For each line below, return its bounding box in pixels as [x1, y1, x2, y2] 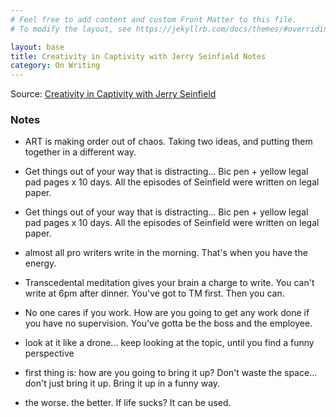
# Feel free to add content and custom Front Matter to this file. [10, 14, 298, 25]
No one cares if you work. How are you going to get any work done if [24, 307, 310, 319]
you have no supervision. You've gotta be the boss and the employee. [24, 317, 313, 330]
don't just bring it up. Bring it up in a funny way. [24, 377, 221, 390]
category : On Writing [10, 61, 101, 71]
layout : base [10, 42, 65, 52]
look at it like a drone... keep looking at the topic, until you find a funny [24, 337, 315, 349]
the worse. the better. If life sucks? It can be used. [24, 397, 232, 409]
